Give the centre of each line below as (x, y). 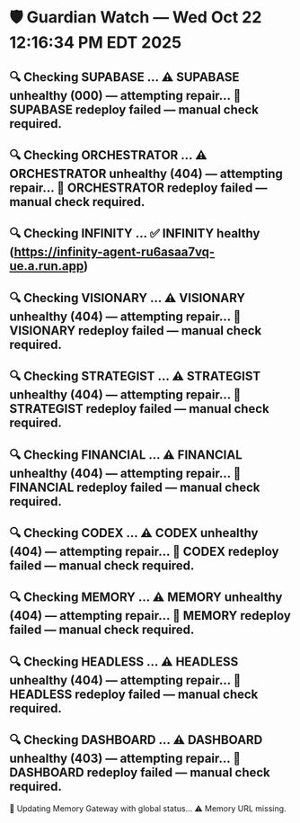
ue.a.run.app (46, 266)
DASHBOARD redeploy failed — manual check (140, 773)
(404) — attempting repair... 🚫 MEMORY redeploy (150, 616)
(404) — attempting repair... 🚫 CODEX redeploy (144, 551)
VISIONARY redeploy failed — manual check (136, 331)
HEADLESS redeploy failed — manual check (134, 694)
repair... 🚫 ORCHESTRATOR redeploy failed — (138, 188)
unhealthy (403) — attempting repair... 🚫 (125, 759)
